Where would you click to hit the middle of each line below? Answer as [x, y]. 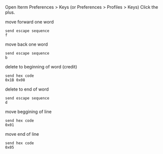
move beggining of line [28, 112]
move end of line [22, 134]
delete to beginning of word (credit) [41, 67]
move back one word [27, 44]
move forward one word [30, 22]
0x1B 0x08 [15, 80]
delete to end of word [27, 89]
